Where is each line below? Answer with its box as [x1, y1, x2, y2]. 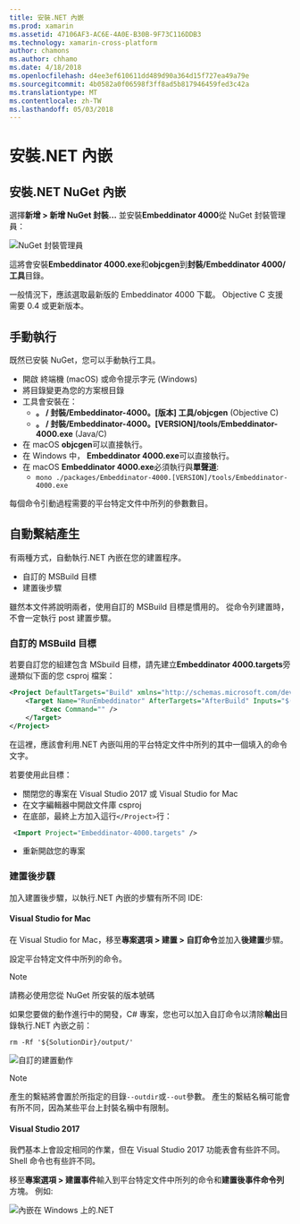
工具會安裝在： [21, 396, 78, 407]
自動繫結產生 [9, 526, 80, 542]
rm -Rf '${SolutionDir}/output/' [9, 1038, 134, 1047]
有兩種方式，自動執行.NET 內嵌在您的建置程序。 [9, 552, 186, 562]
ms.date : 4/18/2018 [9, 64, 82, 73]
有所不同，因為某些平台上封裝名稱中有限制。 [9, 1102, 174, 1113]
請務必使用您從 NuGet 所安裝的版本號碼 [9, 989, 154, 1000]
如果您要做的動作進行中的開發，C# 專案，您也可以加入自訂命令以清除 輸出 [9, 1008, 281, 1019]
